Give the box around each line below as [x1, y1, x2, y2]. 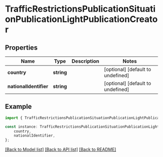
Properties [5, 43, 38, 52]
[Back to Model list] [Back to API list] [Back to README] [5, 147, 116, 153]
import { [5, 115, 23, 120]
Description [71, 58, 99, 64]
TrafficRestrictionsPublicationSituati [5, 3, 156, 15]
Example [5, 103, 32, 111]
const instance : [5, 124, 38, 129]
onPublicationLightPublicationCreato [5, 14, 158, 25]
